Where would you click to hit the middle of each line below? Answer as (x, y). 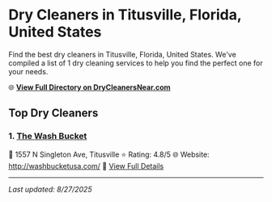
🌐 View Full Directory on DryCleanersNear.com (90, 87)
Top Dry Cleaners (53, 114)
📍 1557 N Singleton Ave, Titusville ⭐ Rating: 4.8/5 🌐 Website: (109, 154)
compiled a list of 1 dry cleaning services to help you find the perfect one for (136, 63)
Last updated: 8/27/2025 (50, 189)
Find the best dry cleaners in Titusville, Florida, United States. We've (122, 54)
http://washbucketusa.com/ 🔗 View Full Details (86, 166)
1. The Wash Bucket (48, 137)
